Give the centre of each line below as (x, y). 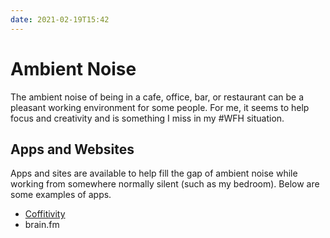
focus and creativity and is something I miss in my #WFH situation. (147, 118)
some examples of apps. (61, 195)
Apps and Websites (72, 149)
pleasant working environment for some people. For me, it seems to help (160, 107)
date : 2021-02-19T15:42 (60, 19)
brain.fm (42, 225)
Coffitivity (45, 214)
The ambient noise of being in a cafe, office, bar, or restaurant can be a (157, 97)
